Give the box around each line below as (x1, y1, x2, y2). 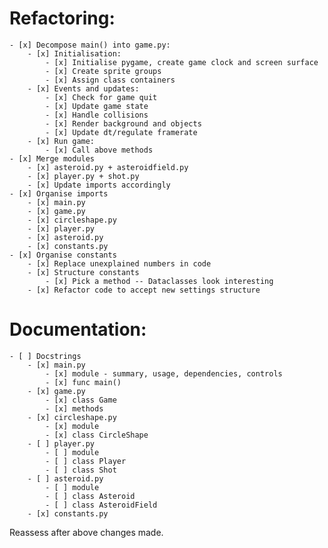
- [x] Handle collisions (45, 110, 149, 120)
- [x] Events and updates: (27, 83, 140, 94)
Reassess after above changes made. (9, 526, 164, 538)
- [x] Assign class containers (45, 75, 176, 85)
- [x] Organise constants (9, 250, 117, 260)
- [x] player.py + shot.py (27, 171, 140, 181)
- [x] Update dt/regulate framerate (45, 127, 198, 137)
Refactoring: (9, 7, 116, 30)
